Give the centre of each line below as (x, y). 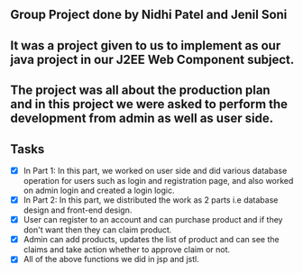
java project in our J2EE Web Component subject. (152, 59)
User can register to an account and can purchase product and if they (153, 220)
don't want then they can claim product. (97, 230)
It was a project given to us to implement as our (146, 45)
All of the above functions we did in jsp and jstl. (111, 259)
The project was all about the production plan (140, 91)
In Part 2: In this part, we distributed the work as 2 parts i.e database (151, 200)
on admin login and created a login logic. (99, 191)
